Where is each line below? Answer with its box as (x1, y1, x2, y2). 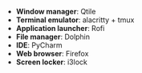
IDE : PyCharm (15, 40, 63, 50)
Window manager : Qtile (15, 7, 96, 16)
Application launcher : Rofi (15, 24, 105, 33)
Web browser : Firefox (15, 49, 89, 58)
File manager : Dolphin (15, 32, 91, 41)
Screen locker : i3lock (15, 57, 88, 67)
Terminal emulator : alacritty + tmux (15, 15, 135, 25)
